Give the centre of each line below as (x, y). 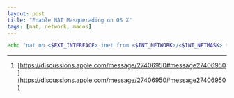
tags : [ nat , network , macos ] (49, 26)
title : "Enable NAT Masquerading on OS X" (70, 20)
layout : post (26, 14)
